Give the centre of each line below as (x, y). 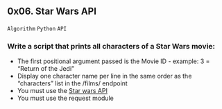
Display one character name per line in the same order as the (104, 76)
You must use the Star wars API (62, 91)
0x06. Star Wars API (52, 11)
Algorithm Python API (37, 28)
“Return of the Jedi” (46, 69)
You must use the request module (66, 98)
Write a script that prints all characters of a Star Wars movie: (111, 46)
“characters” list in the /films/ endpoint (72, 83)
